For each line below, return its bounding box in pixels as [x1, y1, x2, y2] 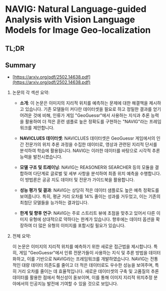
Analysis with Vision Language [5, 14, 135, 25]
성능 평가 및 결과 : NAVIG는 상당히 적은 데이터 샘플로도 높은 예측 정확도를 [19, 187, 160, 194]
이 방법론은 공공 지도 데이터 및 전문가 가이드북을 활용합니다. [19, 177, 135, 183]
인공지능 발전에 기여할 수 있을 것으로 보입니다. [29, 281, 118, 287]
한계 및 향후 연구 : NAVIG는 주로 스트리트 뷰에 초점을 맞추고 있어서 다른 [19, 210, 155, 216]
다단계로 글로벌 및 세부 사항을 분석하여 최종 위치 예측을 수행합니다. [33, 171, 162, 177]
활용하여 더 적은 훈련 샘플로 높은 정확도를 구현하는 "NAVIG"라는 [25, 119, 149, 125]
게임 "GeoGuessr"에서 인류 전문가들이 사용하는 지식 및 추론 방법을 [19, 250, 148, 256]
